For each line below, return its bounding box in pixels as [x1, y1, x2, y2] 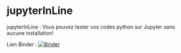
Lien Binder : [6, 41, 37, 48]
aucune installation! [6, 29, 54, 36]
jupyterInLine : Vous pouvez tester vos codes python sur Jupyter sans [6, 23, 175, 30]
